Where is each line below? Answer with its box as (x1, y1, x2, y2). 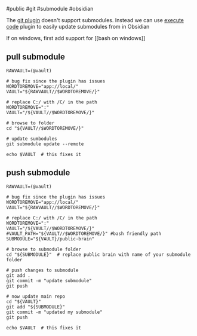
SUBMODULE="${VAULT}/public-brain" (6, 236, 95, 242)
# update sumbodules (6, 136, 58, 142)
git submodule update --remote (6, 140, 84, 147)
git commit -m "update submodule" (6, 277, 93, 283)
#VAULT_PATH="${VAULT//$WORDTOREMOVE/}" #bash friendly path (6, 230, 162, 237)
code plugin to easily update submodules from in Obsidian (6, 23, 150, 30)
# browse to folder (6, 120, 55, 126)
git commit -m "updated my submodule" (6, 309, 103, 315)
